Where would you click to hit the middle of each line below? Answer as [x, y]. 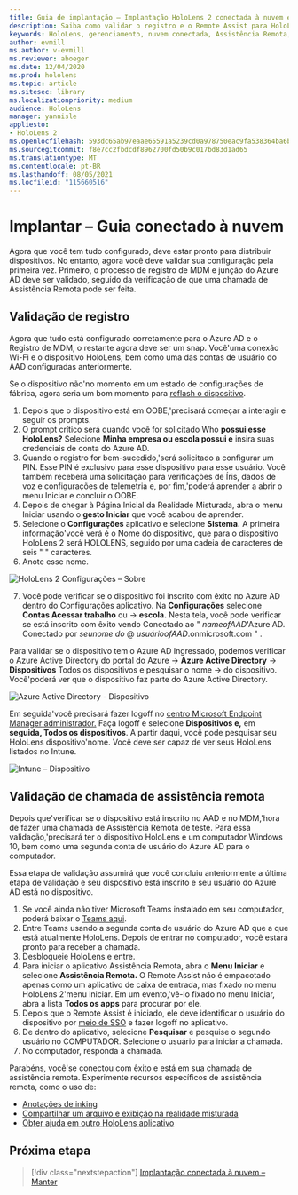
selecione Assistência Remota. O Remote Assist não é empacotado [146, 975]
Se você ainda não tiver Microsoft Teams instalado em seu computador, [153, 909]
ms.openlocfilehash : [47, 141]
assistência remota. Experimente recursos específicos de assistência [135, 1077]
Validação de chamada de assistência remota [137, 797]
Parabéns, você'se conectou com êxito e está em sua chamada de [131, 1068]
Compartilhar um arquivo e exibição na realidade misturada [130, 1113]
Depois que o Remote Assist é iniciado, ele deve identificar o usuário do [153, 1013]
